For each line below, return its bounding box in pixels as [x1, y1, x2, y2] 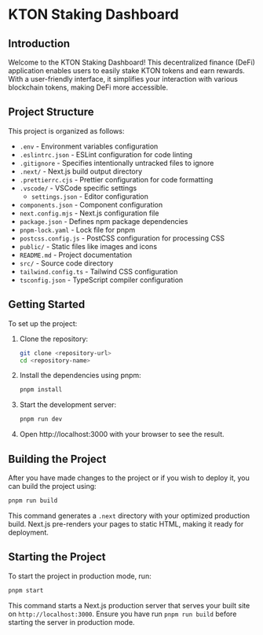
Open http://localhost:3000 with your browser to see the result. [19, 430, 225, 439]
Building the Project [8, 452, 107, 465]
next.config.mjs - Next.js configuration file [19, 208, 159, 218]
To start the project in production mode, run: [8, 571, 152, 581]
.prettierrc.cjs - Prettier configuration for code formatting [19, 174, 214, 184]
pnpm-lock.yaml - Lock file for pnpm [19, 225, 136, 234]
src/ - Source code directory [19, 258, 114, 268]
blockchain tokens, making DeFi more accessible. [8, 83, 169, 92]
